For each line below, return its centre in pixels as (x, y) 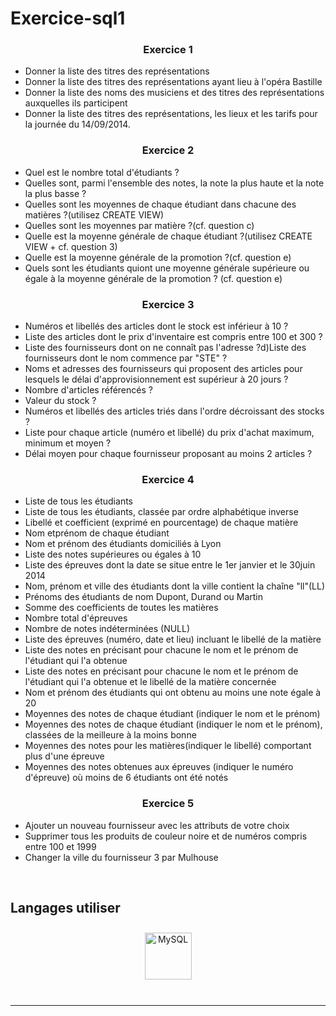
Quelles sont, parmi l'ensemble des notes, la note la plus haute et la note (174, 183)
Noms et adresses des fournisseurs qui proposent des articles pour (163, 369)
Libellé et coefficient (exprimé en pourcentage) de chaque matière (161, 523)
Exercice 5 (168, 804)
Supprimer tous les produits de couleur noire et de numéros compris (166, 836)
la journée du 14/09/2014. (77, 124)
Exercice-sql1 (68, 18)
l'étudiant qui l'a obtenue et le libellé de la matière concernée (150, 682)
